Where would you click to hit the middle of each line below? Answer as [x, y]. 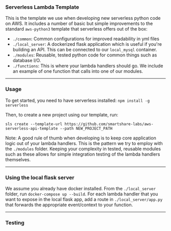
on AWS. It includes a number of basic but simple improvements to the [79, 23]
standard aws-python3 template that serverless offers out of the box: [76, 29]
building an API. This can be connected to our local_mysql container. [85, 50]
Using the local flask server [40, 178]
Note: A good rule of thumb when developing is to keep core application [81, 138]
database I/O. [27, 61]
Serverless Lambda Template [42, 7]
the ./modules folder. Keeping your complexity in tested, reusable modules [83, 149]
